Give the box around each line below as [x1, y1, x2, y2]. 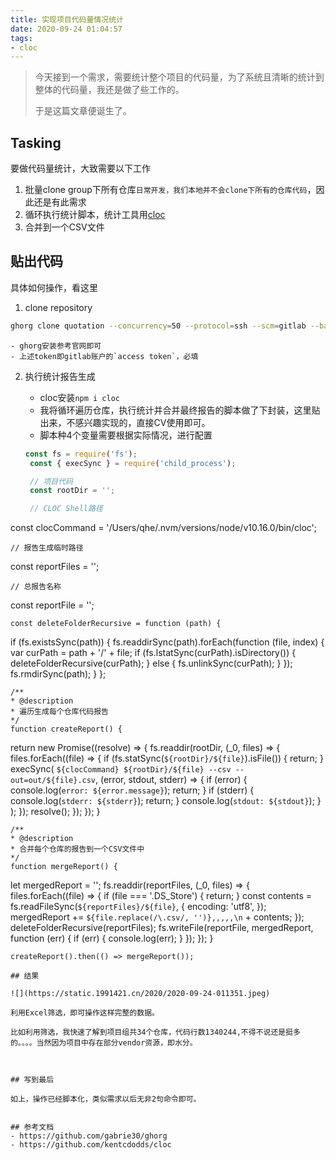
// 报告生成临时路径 [10, 543, 84, 553]
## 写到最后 [10, 1075, 55, 1085]
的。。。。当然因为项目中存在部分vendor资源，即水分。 [10, 1038, 198, 1048]
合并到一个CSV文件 [24, 221, 105, 233]
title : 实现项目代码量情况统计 [10, 14, 124, 25]
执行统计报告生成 [24, 370, 96, 382]
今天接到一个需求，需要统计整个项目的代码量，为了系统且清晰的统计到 [34, 71, 325, 83]
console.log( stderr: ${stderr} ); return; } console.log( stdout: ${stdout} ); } [10, 795, 322, 807]
